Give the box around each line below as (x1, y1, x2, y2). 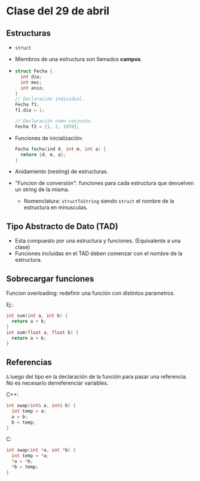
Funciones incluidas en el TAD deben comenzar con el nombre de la (14, 250, 183, 257)
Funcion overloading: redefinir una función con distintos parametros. (6, 289, 175, 297)
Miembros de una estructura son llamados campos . (14, 56, 142, 62)
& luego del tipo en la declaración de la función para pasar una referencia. (6, 373, 187, 380)
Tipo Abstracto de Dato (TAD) (6, 221, 118, 231)
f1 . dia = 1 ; (14, 107, 45, 113)
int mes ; (20, 79, 42, 85)
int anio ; (20, 85, 45, 91)
